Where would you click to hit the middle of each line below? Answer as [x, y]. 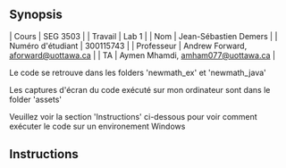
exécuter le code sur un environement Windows [97, 126]
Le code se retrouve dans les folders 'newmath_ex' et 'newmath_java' [138, 72]
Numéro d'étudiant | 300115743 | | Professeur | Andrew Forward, [128, 46]
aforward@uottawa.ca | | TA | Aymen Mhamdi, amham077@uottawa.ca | [142, 55]
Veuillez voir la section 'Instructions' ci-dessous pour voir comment [133, 116]
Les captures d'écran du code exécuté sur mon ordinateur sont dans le [140, 89]
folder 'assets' [36, 99]
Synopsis [36, 15]
